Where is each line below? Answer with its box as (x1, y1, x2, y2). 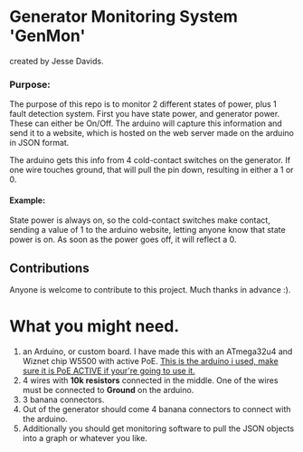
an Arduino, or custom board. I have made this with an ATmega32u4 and (22, 346, 293, 357)
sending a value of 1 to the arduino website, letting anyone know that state (9, 225, 287, 236)
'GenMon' (9, 25, 86, 46)
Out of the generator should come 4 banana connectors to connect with (22, 404, 291, 415)
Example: (9, 195, 46, 206)
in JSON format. (9, 138, 70, 149)
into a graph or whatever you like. (22, 433, 147, 444)
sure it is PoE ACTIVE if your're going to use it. (22, 365, 196, 377)
